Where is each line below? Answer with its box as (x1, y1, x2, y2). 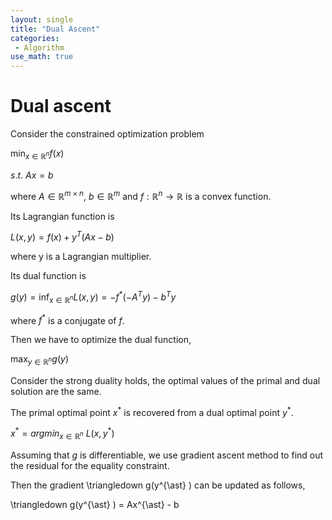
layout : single (10, 14, 74, 25)
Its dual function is (10, 270, 87, 282)
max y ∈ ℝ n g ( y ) (10, 353, 70, 368)
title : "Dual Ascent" (10, 24, 101, 34)
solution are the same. (10, 386, 102, 398)
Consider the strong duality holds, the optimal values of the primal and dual (10, 375, 321, 387)
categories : (10, 33, 60, 43)
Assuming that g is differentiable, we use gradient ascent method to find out (10, 449, 324, 461)
